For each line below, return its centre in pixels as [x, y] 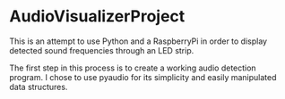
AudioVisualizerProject [97, 16]
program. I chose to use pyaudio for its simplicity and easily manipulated [143, 77]
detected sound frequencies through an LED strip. [102, 50]
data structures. [39, 87]
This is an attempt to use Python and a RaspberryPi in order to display [138, 41]
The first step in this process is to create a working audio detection [133, 68]
